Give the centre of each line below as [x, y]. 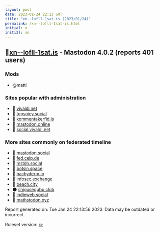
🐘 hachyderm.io [28, 174]
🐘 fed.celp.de [26, 158]
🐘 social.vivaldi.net [31, 129]
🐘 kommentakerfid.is [33, 119]
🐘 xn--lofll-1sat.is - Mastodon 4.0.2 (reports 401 [80, 52]
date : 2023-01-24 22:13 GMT [34, 14]
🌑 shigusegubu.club [33, 190]
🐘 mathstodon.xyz [30, 200]
